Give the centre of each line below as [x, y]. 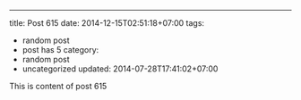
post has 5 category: [60, 50]
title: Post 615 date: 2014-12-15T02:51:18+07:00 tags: [107, 23]
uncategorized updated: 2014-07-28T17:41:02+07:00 [120, 69]
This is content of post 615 [58, 86]
